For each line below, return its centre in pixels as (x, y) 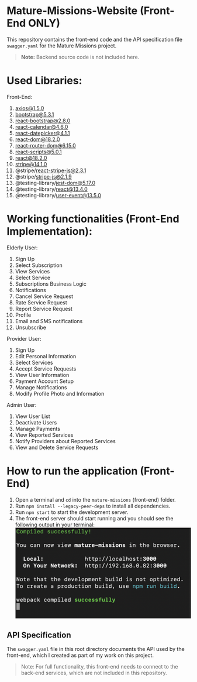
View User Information (42, 375)
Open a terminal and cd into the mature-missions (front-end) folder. (95, 499)
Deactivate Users (36, 422)
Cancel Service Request (44, 296)
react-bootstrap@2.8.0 (43, 121)
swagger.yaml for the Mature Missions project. (62, 46)
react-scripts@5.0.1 (38, 152)
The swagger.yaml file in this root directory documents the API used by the (96, 649)
